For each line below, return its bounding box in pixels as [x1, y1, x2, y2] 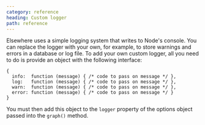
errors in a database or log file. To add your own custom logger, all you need [6, 50, 199, 57]
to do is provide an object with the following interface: [6, 56, 143, 64]
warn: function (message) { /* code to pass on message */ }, [12, 84, 176, 90]
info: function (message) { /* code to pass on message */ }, [12, 74, 176, 80]
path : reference [6, 20, 48, 26]
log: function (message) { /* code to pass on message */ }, [12, 79, 176, 85]
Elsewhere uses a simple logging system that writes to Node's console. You [6, 37, 197, 45]
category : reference [6, 9, 59, 15]
